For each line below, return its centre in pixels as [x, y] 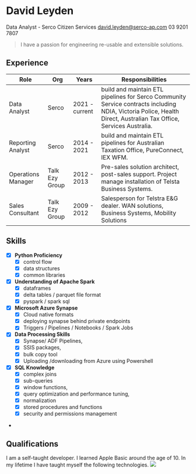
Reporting [22, 143]
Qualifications [32, 444]
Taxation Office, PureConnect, [142, 150]
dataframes [37, 288]
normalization [40, 400]
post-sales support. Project [139, 174]
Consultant [24, 213]
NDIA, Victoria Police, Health [140, 111]
